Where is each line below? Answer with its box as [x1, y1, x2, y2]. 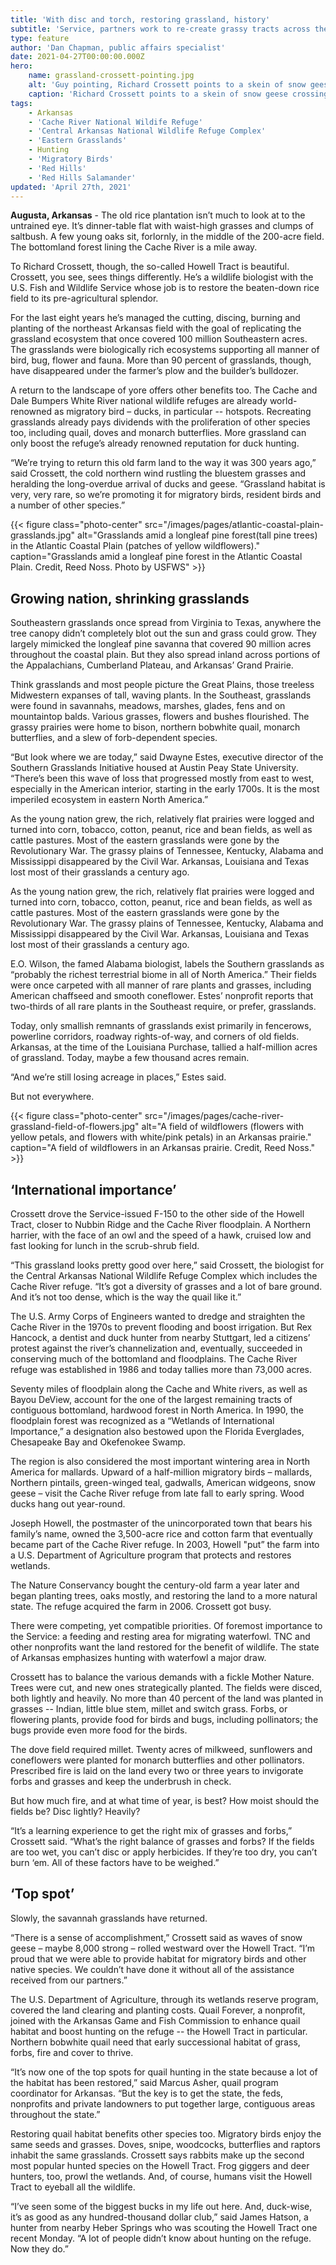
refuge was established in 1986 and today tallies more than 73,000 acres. [10, 1364, 313, 1375]
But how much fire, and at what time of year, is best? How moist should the [10, 1795, 320, 1806]
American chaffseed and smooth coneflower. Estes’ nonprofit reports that [10, 990, 314, 1002]
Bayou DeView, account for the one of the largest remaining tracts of [10, 1394, 293, 1405]
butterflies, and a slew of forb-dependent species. [10, 732, 218, 744]
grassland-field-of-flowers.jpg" [10, 1121, 140, 1133]
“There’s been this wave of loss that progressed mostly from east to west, [10, 772, 315, 785]
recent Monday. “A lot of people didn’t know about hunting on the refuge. [10, 2232, 312, 2244]
